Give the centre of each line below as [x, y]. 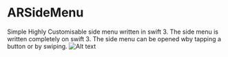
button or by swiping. [37, 46]
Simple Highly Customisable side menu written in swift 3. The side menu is [113, 32]
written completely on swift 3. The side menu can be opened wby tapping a [114, 38]
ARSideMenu [45, 13]
